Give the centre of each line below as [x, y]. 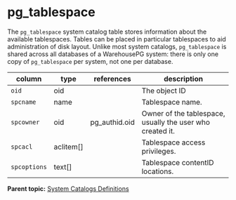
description [184, 79]
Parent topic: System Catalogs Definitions [68, 188]
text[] [63, 167]
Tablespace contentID [178, 162]
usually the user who [176, 122]
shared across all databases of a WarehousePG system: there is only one [113, 54]
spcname [24, 102]
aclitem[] [68, 147]
